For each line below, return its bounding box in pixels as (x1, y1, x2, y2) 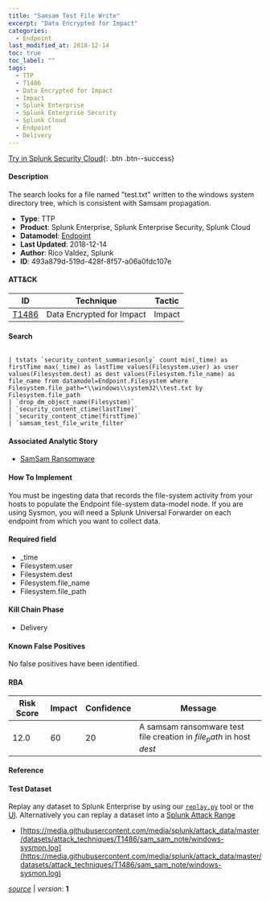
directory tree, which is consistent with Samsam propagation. (8, 198, 211, 207)
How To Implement (8, 473, 72, 482)
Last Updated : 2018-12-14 (19, 239, 107, 249)
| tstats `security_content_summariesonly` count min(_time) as (8, 356, 228, 364)
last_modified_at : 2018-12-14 (8, 42, 110, 50)
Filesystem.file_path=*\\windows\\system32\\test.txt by (8, 384, 203, 392)
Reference (8, 765, 44, 776)
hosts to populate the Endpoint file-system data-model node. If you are (8, 499, 243, 509)
